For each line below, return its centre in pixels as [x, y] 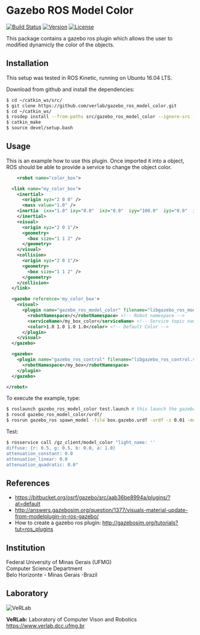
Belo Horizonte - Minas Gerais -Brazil [52, 575]
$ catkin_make [24, 123]
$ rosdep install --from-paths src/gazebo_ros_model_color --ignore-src [98, 117]
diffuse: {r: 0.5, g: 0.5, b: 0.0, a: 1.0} [61, 448]
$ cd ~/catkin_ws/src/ [34, 100]
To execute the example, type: [43, 398]
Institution [26, 548]
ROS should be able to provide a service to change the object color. [89, 167]
